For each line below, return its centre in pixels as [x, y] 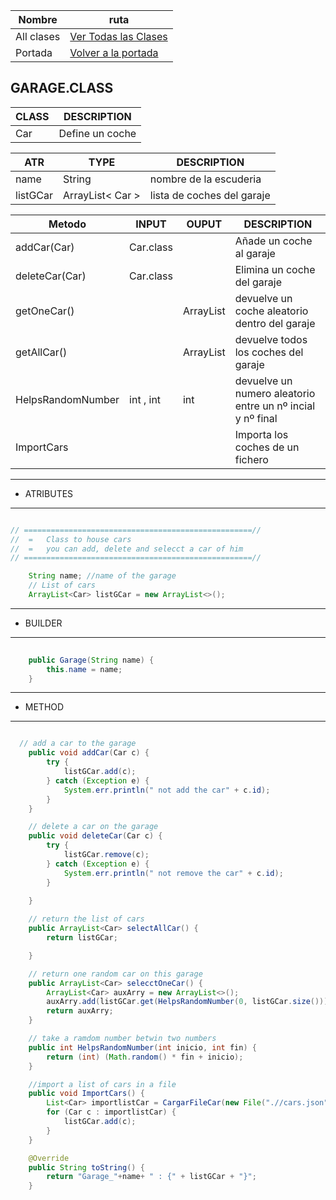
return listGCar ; [82, 938]
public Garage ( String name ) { [91, 660]
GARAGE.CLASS [62, 88]
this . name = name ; [84, 669]
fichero [251, 459]
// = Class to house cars [71, 539]
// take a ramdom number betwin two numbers [122, 1039]
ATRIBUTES [49, 493]
